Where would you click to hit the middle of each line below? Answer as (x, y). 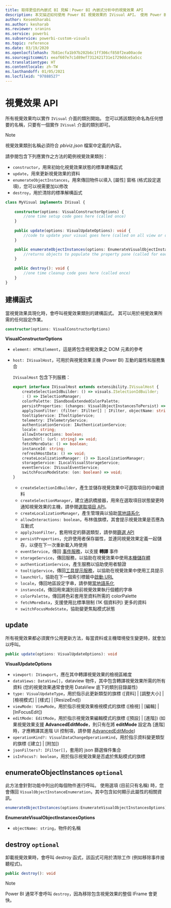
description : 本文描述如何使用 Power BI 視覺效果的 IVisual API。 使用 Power (83, 15)
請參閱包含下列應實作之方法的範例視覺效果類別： (56, 156)
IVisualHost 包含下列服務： (41, 377)
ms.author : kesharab (27, 24)
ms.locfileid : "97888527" (33, 77)
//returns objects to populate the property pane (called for (91, 254)
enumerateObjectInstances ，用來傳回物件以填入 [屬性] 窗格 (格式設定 (84, 180)
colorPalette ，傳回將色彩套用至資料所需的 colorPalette (78, 596)
